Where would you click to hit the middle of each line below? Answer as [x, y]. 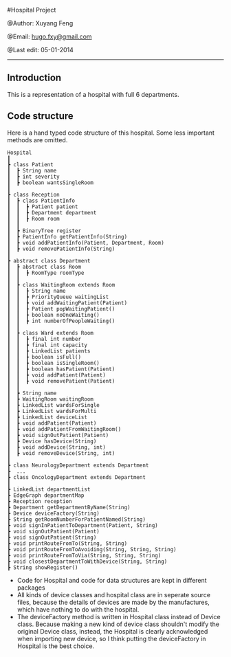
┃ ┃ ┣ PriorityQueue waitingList [58, 297]
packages [31, 588]
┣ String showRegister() [43, 567]
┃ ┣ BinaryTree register [44, 231]
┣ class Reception [33, 194]
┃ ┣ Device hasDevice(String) [52, 441]
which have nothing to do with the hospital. [78, 609]
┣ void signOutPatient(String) [52, 537]
